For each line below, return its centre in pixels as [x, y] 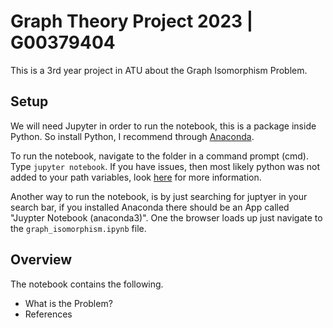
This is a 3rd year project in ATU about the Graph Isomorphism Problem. [159, 70]
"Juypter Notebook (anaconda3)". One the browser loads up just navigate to [166, 217]
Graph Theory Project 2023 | [132, 21]
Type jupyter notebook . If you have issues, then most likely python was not [165, 166]
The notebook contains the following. [87, 284]
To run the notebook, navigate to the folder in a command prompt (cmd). [159, 156]
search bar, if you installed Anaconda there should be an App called [150, 207]
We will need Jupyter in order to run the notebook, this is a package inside [163, 126]
